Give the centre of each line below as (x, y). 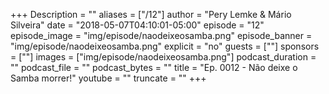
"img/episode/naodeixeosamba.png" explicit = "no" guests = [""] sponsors (165, 46)
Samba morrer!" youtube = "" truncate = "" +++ (108, 78)
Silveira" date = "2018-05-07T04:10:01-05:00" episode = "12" (137, 25)
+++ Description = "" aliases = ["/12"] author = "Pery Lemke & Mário (151, 14)
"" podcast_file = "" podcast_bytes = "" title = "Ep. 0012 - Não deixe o (154, 67)
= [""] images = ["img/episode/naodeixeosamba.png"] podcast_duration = (163, 57)
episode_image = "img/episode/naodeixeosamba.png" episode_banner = (161, 35)
